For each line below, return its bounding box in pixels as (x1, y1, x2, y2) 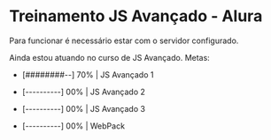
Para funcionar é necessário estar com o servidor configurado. (9, 35, 239, 46)
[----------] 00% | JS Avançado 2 (21, 86, 146, 97)
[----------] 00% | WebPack (21, 121, 126, 131)
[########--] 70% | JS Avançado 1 (21, 69, 154, 80)
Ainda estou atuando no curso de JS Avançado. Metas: (9, 52, 210, 63)
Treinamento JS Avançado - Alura (9, 6, 263, 26)
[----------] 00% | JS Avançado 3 (21, 103, 146, 114)
